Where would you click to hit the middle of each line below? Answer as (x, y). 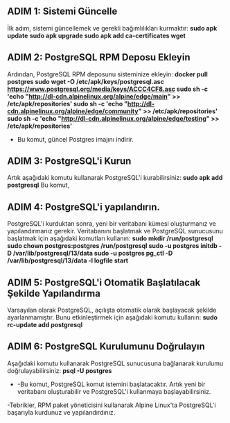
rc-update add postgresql (45, 325)
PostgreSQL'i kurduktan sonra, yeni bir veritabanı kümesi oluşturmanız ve (112, 224)
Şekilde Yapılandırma (54, 293)
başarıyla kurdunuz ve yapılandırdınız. (61, 412)
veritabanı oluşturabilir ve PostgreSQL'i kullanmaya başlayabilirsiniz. (114, 391)
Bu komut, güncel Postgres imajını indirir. (75, 139)
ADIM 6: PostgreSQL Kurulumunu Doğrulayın (106, 347)
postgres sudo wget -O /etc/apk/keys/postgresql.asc (86, 81)
